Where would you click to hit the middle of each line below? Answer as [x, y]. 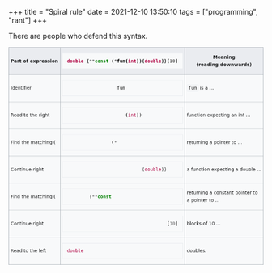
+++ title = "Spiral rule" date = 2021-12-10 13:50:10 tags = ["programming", [133, 12]
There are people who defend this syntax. [78, 36]
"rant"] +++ [28, 20]
